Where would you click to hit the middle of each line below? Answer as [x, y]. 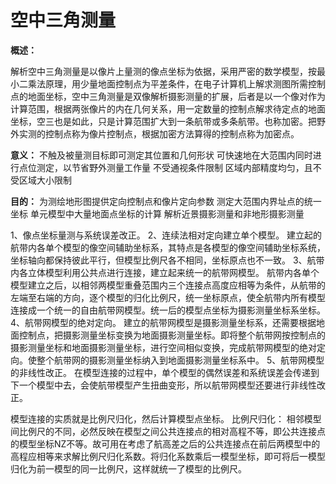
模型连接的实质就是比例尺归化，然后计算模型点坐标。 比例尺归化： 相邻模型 [166, 418]
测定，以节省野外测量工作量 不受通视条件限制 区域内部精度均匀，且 [174, 167]
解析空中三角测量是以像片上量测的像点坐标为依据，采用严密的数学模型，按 [163, 71]
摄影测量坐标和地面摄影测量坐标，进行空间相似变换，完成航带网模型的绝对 [163, 347]
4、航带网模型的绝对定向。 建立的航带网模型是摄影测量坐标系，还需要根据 [163, 322]
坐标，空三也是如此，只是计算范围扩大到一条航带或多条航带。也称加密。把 [163, 121]
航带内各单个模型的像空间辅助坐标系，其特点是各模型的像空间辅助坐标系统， [168, 247]
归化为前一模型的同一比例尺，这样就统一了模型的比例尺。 [128, 468]
